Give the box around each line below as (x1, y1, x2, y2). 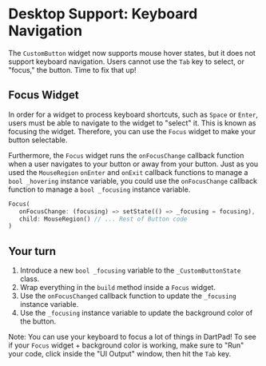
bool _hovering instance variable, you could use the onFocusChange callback (8, 176, 258, 185)
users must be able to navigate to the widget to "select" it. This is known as (8, 117, 256, 128)
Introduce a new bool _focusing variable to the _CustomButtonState (19, 265, 241, 276)
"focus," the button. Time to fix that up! (8, 65, 137, 74)
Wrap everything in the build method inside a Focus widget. (19, 283, 216, 292)
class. (19, 274, 40, 284)
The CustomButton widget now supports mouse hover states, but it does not (8, 48, 256, 58)
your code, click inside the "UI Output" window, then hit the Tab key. (8, 349, 232, 359)
